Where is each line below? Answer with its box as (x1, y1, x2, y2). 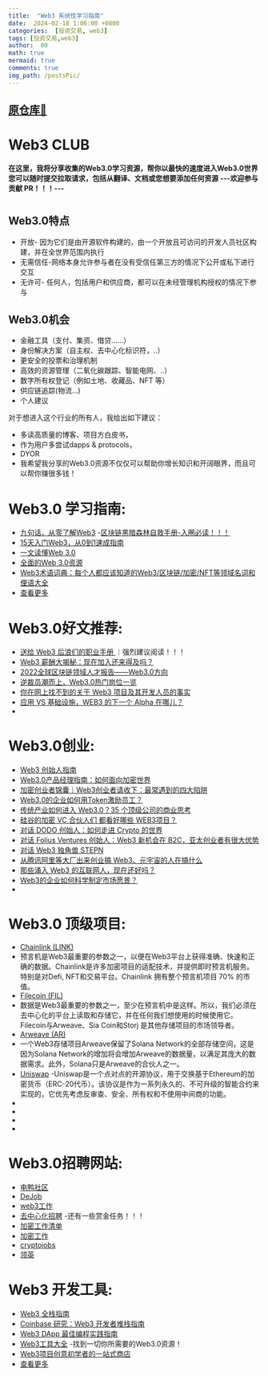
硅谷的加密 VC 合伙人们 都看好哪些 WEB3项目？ (19, 816, 178, 825)
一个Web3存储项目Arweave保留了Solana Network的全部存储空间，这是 (19, 1039, 254, 1048)
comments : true (8, 64, 59, 72)
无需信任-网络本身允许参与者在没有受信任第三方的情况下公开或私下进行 (19, 257, 255, 267)
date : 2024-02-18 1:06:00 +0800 (8, 19, 120, 27)
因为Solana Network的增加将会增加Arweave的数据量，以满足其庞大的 (19, 1049, 250, 1059)
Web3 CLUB (8, 136, 90, 154)
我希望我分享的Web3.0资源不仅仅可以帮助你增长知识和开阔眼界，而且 (19, 458, 250, 468)
